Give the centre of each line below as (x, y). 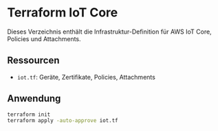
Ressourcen (33, 61)
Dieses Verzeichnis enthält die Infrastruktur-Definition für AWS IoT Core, (109, 32)
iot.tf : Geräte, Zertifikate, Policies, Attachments (86, 77)
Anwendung (34, 98)
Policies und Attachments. (44, 38)
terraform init (29, 115)
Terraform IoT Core (63, 13)
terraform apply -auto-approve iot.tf (63, 121)
